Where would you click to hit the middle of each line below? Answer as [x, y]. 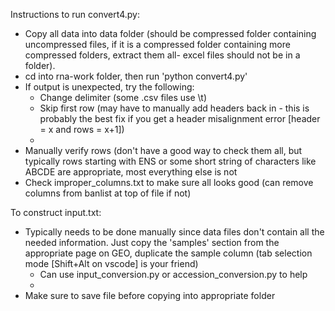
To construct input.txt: [56, 212]
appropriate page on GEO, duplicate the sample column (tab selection [168, 253]
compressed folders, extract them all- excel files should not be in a [162, 55]
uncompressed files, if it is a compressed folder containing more [157, 44]
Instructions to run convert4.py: [75, 14]
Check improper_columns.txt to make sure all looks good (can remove [169, 182]
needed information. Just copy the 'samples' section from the [152, 242]
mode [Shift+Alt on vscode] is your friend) [111, 263]
